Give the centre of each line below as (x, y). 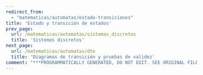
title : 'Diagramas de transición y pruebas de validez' (83, 57)
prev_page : (19, 29)
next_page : (19, 46)
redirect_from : (25, 12)
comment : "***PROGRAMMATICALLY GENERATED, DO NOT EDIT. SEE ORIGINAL (95, 62)
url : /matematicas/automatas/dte (53, 51)
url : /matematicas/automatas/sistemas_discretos (74, 34)
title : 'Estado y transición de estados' (59, 23)
